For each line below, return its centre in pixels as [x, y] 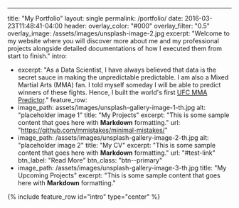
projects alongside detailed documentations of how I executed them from [115, 48]
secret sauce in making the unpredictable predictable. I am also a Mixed [123, 77]
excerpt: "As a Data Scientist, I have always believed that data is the [117, 70]
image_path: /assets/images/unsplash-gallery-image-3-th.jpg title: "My [122, 168]
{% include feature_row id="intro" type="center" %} [84, 197]
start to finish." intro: [37, 56]
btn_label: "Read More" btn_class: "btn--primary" [90, 160]
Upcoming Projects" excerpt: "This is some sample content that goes [119, 175]
